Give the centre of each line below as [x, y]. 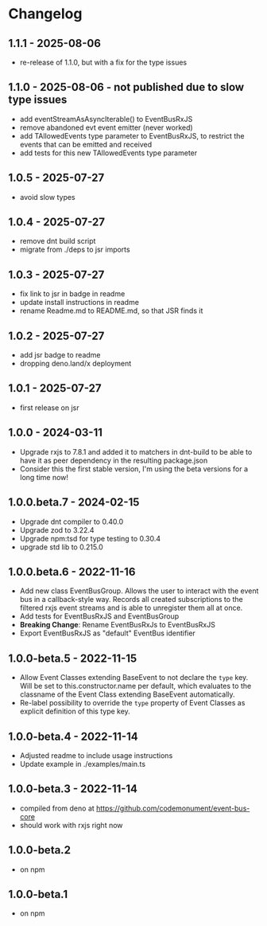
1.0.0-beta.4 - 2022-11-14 [73, 736]
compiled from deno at [57, 808]
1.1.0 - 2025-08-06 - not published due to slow [126, 87]
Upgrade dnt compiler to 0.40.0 [72, 522]
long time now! [44, 477]
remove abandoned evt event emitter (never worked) [106, 127]
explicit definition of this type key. [75, 711]
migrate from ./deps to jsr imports [75, 250]
